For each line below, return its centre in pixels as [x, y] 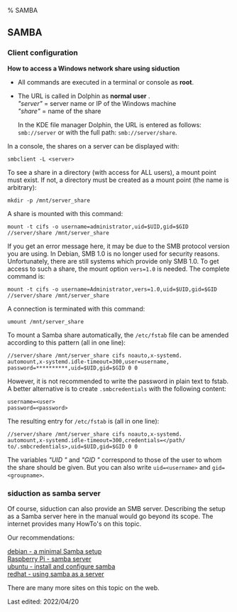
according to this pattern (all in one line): [67, 342]
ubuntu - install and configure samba [61, 566]
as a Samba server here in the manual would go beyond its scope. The [110, 516]
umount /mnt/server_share [45, 322]
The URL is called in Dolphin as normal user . [84, 96]
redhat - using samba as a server [56, 574]
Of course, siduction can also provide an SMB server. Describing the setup [116, 508]
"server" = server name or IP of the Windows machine [97, 103]
